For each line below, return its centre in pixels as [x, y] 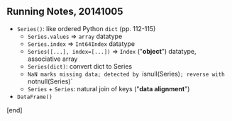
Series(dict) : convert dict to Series [80, 66]
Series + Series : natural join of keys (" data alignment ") [109, 88]
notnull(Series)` [50, 81]
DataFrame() [34, 97]
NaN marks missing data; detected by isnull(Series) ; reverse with [126, 74]
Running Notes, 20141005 [65, 12]
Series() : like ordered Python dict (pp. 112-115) [86, 28]
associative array [53, 59]
